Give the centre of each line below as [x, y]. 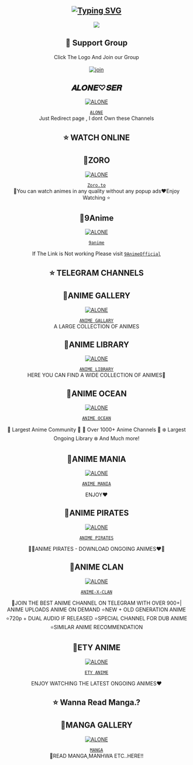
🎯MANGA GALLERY [96, 725]
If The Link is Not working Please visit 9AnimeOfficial [96, 254]
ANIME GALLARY [96, 320]
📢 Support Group [96, 43]
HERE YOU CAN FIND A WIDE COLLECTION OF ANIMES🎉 [96, 375]
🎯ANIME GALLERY [96, 296]
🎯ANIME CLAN [96, 567]
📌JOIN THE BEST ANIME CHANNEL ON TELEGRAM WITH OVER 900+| [96, 603]
